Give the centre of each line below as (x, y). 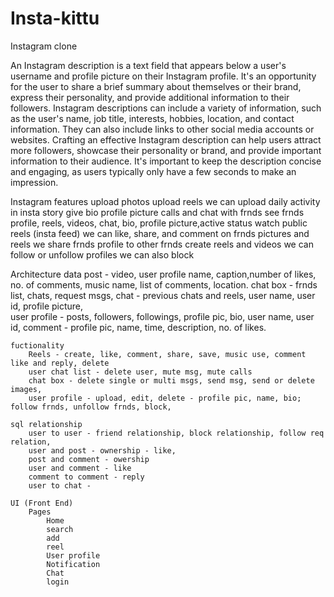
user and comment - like (80, 468)
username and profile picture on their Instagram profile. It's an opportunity (163, 76)
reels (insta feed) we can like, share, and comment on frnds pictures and (160, 233)
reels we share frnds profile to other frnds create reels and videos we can (162, 244)
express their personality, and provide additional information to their (150, 97)
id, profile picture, (47, 306)
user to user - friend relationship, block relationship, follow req (176, 433)
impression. (34, 182)
